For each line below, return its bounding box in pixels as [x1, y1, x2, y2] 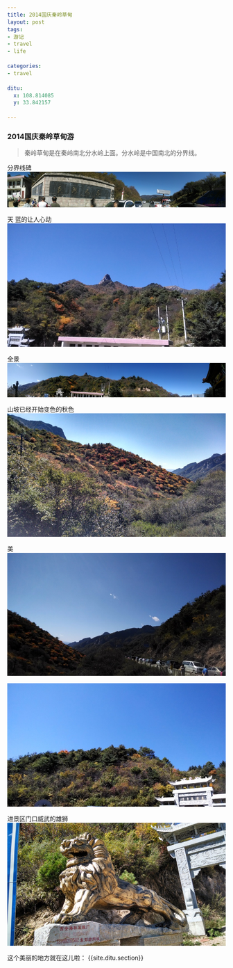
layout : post [7, 18, 45, 26]
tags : [7, 26, 23, 33]
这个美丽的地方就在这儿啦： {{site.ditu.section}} [7, 953, 144, 962]
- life [7, 48, 26, 55]
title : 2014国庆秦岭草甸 [7, 11, 73, 18]
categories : [7, 63, 42, 70]
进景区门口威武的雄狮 [7, 814, 68, 823]
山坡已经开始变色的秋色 [7, 405, 74, 414]
